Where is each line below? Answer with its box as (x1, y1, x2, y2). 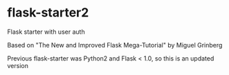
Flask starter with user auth (7, 28, 85, 36)
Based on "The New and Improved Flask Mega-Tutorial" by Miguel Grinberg (7, 41, 223, 49)
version (7, 61, 29, 69)
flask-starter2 (7, 5, 89, 21)
